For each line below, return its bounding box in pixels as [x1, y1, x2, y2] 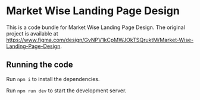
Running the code [6, 60, 73, 70]
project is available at [6, 30, 58, 37]
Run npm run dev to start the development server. [6, 87, 127, 94]
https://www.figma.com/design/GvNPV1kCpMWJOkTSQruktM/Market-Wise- [6, 36, 194, 43]
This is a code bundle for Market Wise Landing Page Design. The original [6, 24, 186, 31]
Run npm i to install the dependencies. [6, 75, 100, 82]
